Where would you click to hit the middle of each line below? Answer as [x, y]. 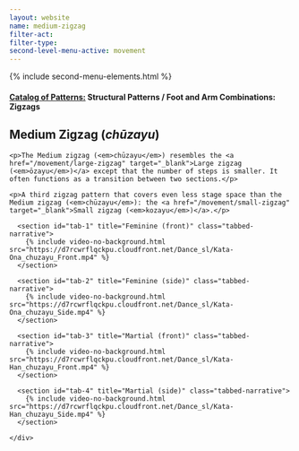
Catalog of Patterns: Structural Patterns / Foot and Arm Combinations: [142, 97]
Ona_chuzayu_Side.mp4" [51, 312]
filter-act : [31, 34]
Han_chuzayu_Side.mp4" [51, 414]
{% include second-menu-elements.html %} [91, 76]
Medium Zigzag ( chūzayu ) [85, 135]
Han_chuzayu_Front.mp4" [54, 367]
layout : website [39, 17]
